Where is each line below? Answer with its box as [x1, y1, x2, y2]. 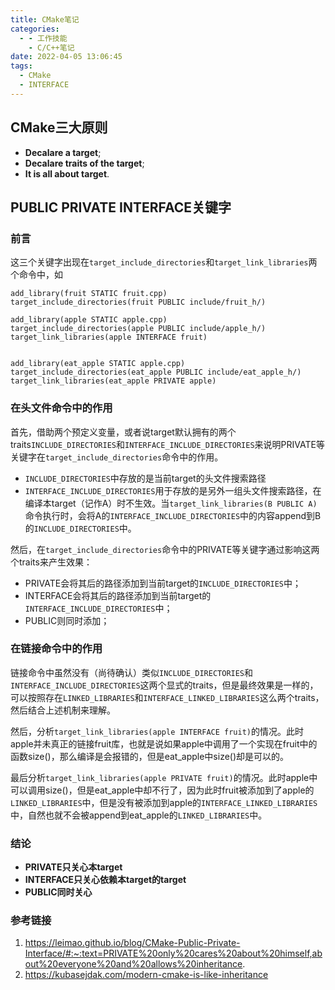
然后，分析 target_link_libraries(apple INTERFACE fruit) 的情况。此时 [10, 725, 304, 737]
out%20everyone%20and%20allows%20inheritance [24, 958, 243, 970]
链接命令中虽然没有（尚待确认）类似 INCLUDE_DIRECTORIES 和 [10, 666, 254, 678]
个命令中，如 [10, 269, 63, 281]
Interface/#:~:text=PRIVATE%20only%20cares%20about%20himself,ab [24, 947, 323, 960]
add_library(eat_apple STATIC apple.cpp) [10, 359, 186, 369]
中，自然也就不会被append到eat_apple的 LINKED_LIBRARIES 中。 [10, 809, 268, 821]
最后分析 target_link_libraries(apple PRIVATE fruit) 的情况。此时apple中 [10, 771, 318, 783]
